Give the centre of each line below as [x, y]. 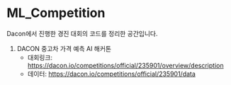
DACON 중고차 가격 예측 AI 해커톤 [64, 48]
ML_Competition [56, 13]
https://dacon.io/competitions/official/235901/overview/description [125, 65]
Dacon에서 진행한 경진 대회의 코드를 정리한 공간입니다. [82, 33]
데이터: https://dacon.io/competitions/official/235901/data [112, 74]
